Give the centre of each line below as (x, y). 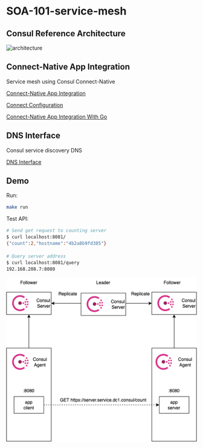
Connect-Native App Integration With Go (57, 117)
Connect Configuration (35, 105)
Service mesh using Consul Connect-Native (61, 81)
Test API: (18, 219)
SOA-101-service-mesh (66, 11)
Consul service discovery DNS (44, 150)
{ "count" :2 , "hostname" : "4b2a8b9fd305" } (56, 244)
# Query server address (36, 256)
